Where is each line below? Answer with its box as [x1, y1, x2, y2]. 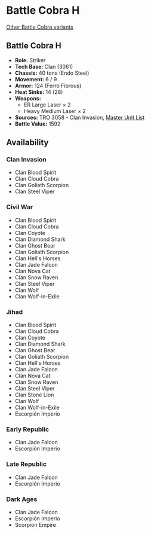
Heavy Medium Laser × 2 [23, 107, 87, 114]
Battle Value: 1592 [14, 120, 61, 127]
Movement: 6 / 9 [14, 75, 57, 83]
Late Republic [6, 460, 47, 468]
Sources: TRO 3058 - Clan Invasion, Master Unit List [14, 114, 145, 121]
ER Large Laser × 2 [23, 101, 71, 108]
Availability [6, 138, 49, 148]
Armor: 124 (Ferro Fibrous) [14, 82, 82, 89]
